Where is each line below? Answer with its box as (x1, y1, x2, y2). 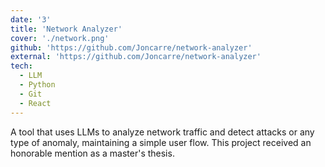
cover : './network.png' (10, 33, 110, 43)
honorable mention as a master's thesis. (10, 147, 175, 159)
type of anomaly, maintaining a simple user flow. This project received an (10, 136, 312, 148)
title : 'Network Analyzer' (10, 24, 123, 34)
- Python (19, 80, 56, 90)
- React (19, 98, 52, 108)
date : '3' (10, 14, 52, 25)
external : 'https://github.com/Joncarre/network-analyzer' (10, 52, 262, 62)
